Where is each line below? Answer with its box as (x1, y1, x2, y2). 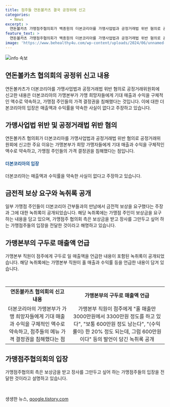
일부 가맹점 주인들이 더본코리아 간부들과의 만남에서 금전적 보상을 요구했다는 (5, 203, 154, 209)
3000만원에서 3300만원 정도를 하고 (73, 313, 155, 320)
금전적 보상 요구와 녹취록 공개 (5, 189, 92, 198)
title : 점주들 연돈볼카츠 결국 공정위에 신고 (5, 7, 86, 13)
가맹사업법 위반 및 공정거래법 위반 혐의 (5, 121, 117, 129)
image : (5, 41, 19, 46)
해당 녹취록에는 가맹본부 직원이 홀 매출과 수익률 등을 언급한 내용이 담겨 (20, 260, 159, 266)
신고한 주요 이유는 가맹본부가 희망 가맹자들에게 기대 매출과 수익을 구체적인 (18, 141, 165, 147)
